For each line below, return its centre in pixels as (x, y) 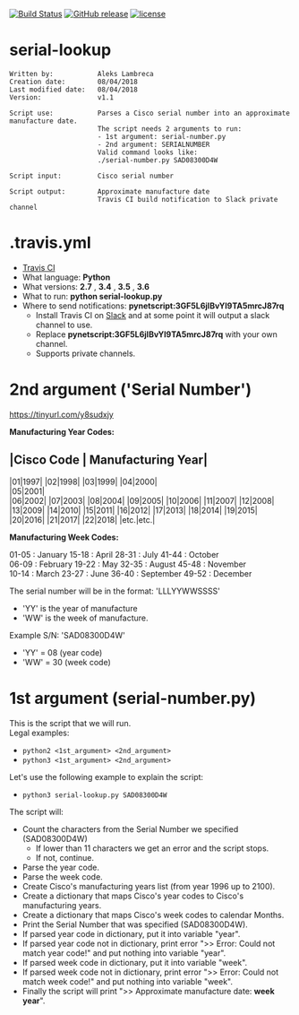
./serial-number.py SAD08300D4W (158, 160)
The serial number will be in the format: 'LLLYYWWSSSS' (115, 591)
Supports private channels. (85, 353)
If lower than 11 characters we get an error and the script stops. (152, 848)
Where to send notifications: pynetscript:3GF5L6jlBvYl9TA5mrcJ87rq (153, 306)
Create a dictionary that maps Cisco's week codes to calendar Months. (153, 915)
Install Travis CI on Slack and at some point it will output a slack (153, 315)
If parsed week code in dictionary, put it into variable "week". (135, 962)
